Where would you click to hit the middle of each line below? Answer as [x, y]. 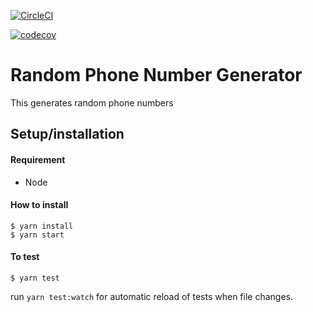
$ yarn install [42, 226]
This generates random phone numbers [92, 102]
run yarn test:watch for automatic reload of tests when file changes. [151, 296]
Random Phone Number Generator [156, 75]
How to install [39, 205]
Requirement [38, 159]
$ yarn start [37, 235]
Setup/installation [67, 134]
